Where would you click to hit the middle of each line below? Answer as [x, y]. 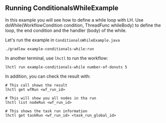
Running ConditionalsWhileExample [62, 8]
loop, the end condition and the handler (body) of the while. [66, 30]
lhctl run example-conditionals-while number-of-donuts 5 [66, 67]
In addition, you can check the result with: [48, 76]
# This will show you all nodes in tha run [51, 98]
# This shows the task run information [46, 111]
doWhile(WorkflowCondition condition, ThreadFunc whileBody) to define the [83, 25]
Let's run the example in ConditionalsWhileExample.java [62, 40]
